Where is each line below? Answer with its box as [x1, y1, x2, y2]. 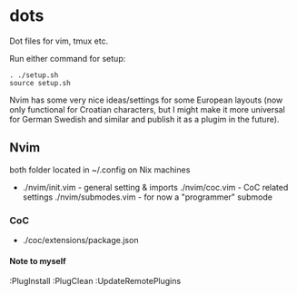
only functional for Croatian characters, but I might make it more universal [9, 103, 286, 114]
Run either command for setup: [9, 53, 126, 64]
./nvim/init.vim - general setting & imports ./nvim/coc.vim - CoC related [22, 182, 289, 192]
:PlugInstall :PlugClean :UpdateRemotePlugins [9, 276, 182, 287]
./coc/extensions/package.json [22, 235, 139, 246]
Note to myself [9, 255, 66, 266]
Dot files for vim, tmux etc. [9, 35, 109, 46]
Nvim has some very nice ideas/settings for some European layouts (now [9, 94, 283, 105]
